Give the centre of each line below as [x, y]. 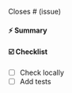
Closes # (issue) [35, 12]
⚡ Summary [28, 30]
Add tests [35, 81]
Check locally [42, 72]
